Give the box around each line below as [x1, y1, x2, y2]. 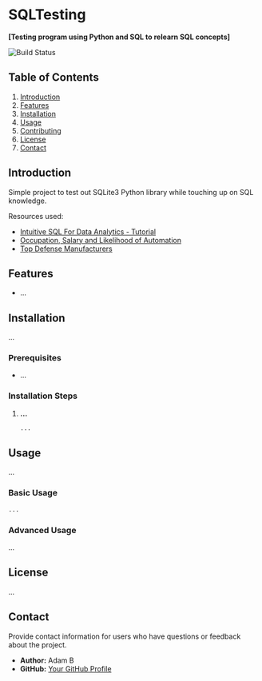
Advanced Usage [8, 524, 77, 536]
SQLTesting [8, 6, 86, 24]
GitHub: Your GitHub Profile [19, 663, 112, 673]
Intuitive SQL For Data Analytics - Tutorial [19, 226, 157, 237]
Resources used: [8, 211, 64, 221]
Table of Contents [8, 70, 100, 85]
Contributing [19, 125, 62, 135]
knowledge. [8, 196, 47, 205]
